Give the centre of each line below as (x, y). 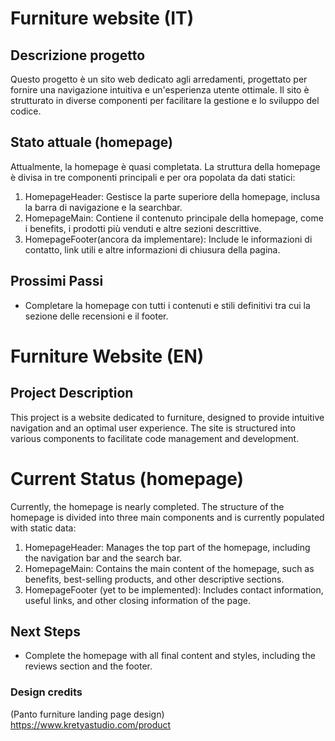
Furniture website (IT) (102, 18)
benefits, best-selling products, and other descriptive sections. (154, 579)
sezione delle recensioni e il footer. (96, 316)
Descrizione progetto (78, 55)
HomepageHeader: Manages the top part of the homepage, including (167, 547)
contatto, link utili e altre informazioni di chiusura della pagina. (152, 249)
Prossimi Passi (57, 281)
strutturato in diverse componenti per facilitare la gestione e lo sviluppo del (165, 100)
